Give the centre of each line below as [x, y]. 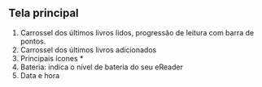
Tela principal [44, 13]
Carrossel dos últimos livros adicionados [88, 50]
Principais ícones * [52, 58]
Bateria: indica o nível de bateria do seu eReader [101, 67]
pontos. [33, 41]
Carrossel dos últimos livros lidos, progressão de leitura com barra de [137, 32]
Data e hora [40, 75]
